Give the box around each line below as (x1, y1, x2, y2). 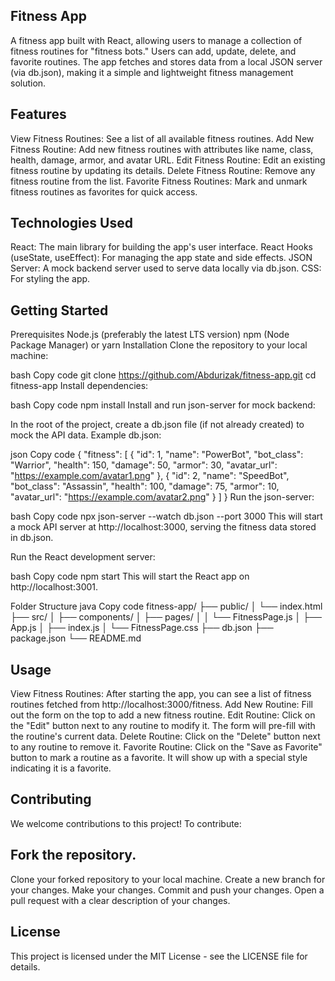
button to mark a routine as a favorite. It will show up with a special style (10, 752, 308, 764)
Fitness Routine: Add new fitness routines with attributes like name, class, (10, 143, 314, 155)
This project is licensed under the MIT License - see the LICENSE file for (10, 950, 308, 962)
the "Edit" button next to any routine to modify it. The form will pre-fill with (10, 720, 316, 732)
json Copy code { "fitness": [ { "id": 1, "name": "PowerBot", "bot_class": (10, 449, 304, 461)
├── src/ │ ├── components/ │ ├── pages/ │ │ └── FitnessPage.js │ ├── (10, 611, 322, 623)
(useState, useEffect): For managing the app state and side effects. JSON (10, 252, 313, 264)
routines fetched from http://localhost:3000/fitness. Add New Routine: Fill (10, 699, 313, 711)
